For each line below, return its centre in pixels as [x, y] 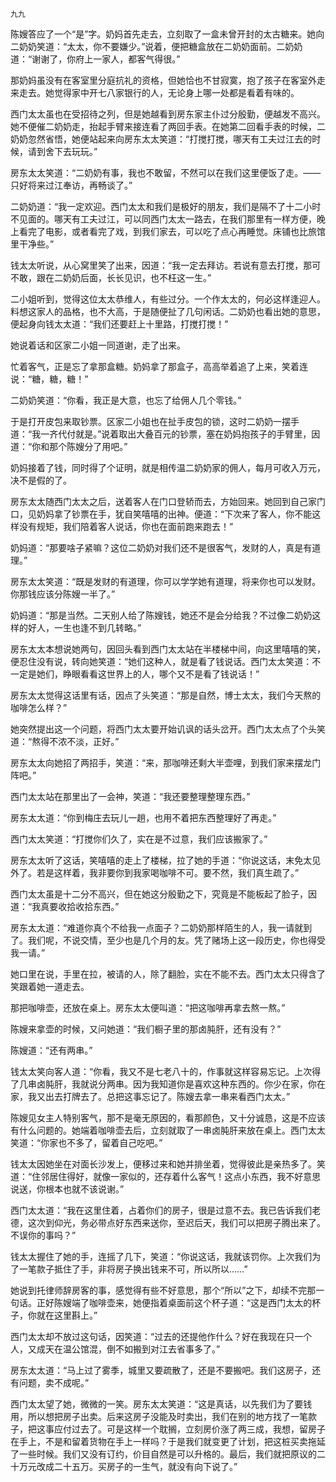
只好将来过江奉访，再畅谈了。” [71, 185]
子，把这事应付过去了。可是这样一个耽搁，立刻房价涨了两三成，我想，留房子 [168, 1429]
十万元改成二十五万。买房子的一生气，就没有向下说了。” [124, 1466]
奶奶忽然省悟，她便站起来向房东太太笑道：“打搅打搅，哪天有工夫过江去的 [161, 139]
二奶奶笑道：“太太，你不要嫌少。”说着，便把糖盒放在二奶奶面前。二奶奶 [156, 46]
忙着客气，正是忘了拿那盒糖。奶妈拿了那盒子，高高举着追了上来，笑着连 [159, 366]
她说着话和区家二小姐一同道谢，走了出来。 [98, 345]
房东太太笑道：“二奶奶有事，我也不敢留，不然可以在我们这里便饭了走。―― [166, 172]
